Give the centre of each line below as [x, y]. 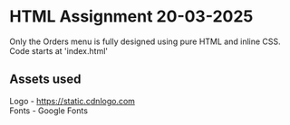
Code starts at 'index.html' [59, 50]
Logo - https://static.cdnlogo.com [72, 101]
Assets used [45, 80]
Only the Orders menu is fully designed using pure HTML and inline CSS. [145, 41]
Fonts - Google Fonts [49, 111]
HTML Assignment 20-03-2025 [131, 17]
